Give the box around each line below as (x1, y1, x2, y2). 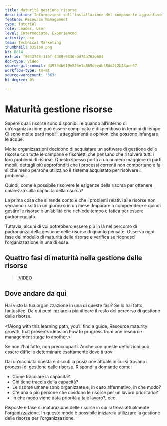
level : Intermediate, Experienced (5, 31, 77, 36)
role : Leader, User (5, 26, 46, 31)
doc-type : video (5, 59, 39, 64)
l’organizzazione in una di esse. (5, 239, 70, 245)
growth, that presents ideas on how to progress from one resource (5, 329, 142, 335)
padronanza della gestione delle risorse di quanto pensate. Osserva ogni (5, 228, 155, 234)
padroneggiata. (5, 213, 36, 219)
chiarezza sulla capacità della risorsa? (5, 187, 84, 193)
